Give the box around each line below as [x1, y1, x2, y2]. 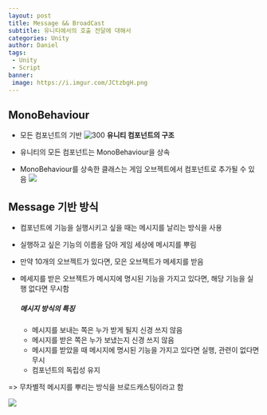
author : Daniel [8, 42, 59, 50]
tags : [8, 49, 26, 57]
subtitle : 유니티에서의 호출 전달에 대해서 [8, 26, 132, 34]
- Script [11, 64, 41, 72]
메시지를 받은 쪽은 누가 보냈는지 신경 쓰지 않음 [31, 335, 175, 345]
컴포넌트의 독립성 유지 [31, 365, 101, 375]
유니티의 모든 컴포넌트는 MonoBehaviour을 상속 [19, 147, 171, 157]
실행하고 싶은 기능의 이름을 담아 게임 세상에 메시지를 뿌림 [19, 240, 197, 249]
